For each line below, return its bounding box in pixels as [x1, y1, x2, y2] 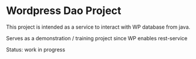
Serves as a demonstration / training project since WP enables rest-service [6, 34, 188, 41]
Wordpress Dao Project [6, 4, 121, 18]
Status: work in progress [6, 46, 66, 53]
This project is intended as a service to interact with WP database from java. [6, 23, 191, 30]
